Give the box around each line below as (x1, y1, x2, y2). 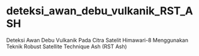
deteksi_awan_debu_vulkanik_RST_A (6, 4, 194, 18)
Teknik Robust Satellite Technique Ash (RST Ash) (6, 43, 127, 50)
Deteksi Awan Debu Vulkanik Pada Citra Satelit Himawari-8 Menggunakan (6, 36, 189, 43)
